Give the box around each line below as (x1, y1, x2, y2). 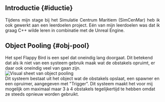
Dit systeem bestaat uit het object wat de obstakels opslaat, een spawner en (5, 76, 160, 81)
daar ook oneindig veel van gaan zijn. (5, 65, 81, 71)
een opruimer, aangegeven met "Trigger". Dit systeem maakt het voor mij (5, 80, 153, 86)
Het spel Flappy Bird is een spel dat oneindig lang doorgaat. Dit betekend (5, 54, 153, 60)
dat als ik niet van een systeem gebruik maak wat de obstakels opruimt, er (5, 60, 156, 66)
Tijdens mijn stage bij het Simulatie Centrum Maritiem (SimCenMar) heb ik (5, 17, 160, 23)
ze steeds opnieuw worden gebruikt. (5, 91, 80, 97)
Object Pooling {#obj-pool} (5, 42, 90, 50)
